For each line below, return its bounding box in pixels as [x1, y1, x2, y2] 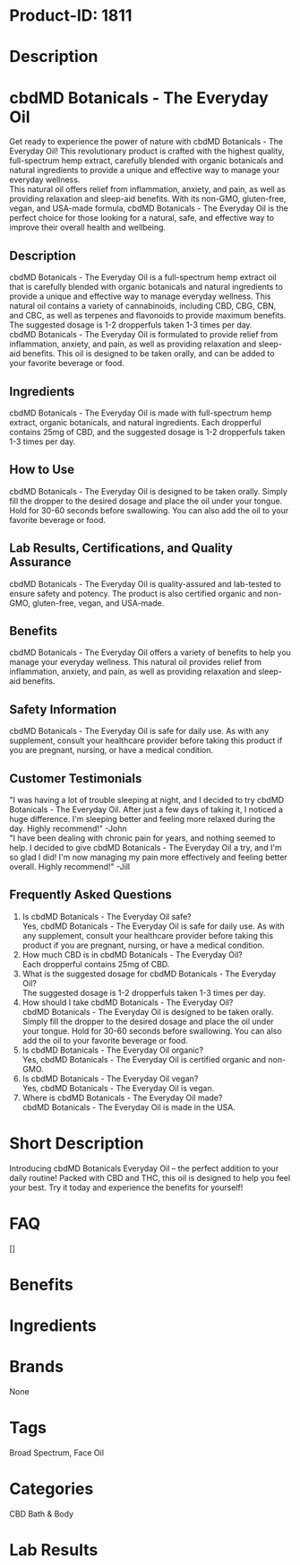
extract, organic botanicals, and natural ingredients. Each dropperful [9, 416, 261, 427]
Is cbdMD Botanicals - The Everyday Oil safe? [21, 911, 193, 922]
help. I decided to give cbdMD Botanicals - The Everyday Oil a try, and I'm [9, 843, 282, 852]
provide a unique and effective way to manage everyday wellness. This [9, 291, 271, 302]
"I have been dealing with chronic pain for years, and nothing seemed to [9, 833, 276, 844]
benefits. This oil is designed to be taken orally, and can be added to [21, 348, 275, 359]
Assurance [9, 555, 72, 570]
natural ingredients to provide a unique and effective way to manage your [9, 165, 280, 176]
